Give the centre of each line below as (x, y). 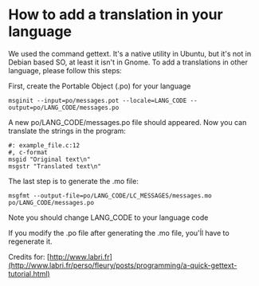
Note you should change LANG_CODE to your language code (108, 217)
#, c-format (28, 152)
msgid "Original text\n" (49, 159)
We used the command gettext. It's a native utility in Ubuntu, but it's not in (130, 53)
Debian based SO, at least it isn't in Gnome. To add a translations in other (128, 62)
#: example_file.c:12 (44, 145)
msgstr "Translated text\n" (55, 166)
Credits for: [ (29, 257)
